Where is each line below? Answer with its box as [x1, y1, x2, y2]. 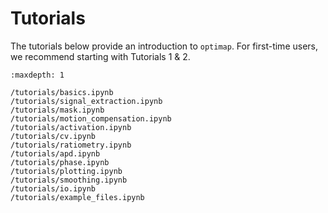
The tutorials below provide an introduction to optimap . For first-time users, [10, 40, 319, 52]
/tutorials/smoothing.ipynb [10, 175, 128, 185]
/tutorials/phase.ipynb [10, 157, 110, 167]
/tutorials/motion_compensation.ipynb [10, 113, 172, 124]
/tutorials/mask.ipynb [10, 105, 105, 115]
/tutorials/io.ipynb [10, 183, 97, 194]
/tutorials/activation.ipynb [10, 122, 132, 132]
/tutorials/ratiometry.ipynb [10, 140, 132, 150]
